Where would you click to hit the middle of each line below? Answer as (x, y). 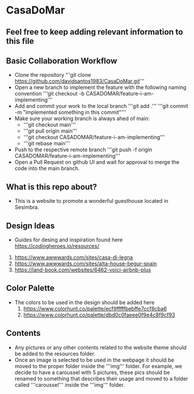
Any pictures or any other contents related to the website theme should (101, 347)
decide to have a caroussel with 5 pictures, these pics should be (92, 372)
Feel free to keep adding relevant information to (95, 32)
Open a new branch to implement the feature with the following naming (100, 87)
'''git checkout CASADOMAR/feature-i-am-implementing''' (94, 137)
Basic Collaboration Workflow (62, 61)
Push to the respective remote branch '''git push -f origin (83, 150)
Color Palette (30, 288)
